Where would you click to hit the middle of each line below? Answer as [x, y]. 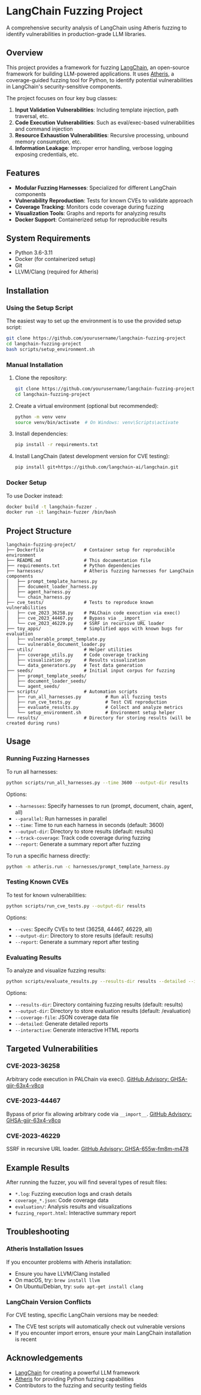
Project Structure [39, 531]
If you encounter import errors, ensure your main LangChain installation [103, 1333]
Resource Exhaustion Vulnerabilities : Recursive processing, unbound [101, 135]
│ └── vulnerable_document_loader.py [56, 645]
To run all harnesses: [32, 771]
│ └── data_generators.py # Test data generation [75, 666]
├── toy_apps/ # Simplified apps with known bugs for [95, 629]
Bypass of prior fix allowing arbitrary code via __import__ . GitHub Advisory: [99, 1114]
